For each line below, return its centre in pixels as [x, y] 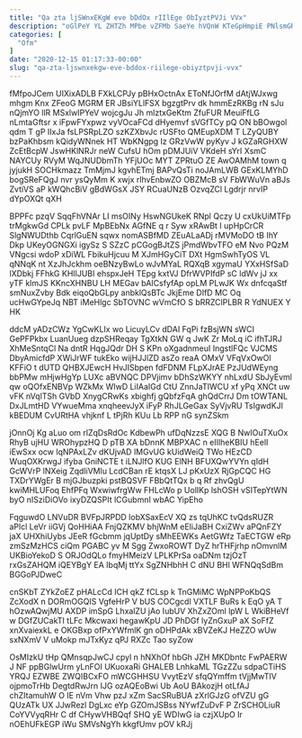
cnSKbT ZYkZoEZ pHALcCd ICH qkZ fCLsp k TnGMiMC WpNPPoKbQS [140, 591]
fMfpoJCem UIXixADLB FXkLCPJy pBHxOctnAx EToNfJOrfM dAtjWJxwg [144, 93]
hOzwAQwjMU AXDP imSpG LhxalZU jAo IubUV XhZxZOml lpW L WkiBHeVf [149, 611]
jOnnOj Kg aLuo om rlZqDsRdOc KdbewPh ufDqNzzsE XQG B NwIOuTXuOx [149, 432]
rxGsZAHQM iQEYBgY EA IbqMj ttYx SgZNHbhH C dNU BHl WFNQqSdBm [147, 564]
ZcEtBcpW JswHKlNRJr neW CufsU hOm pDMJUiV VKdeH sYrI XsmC [138, 150]
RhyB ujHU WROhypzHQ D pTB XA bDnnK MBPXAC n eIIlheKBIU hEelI [139, 442]
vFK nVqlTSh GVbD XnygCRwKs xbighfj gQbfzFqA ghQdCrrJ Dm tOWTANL [149, 396]
